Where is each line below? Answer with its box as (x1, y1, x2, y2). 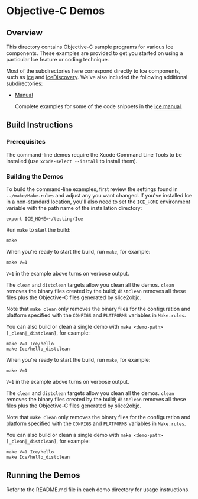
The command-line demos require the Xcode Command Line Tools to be (6, 151, 182, 158)
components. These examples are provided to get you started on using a (6, 50, 183, 57)
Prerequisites (6, 138, 46, 146)
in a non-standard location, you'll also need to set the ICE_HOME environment (6, 198, 191, 205)
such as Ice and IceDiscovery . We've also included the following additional (6, 74, 188, 80)
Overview (6, 28, 43, 38)
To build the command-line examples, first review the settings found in (6, 185, 178, 193)
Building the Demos (6, 172, 64, 180)
